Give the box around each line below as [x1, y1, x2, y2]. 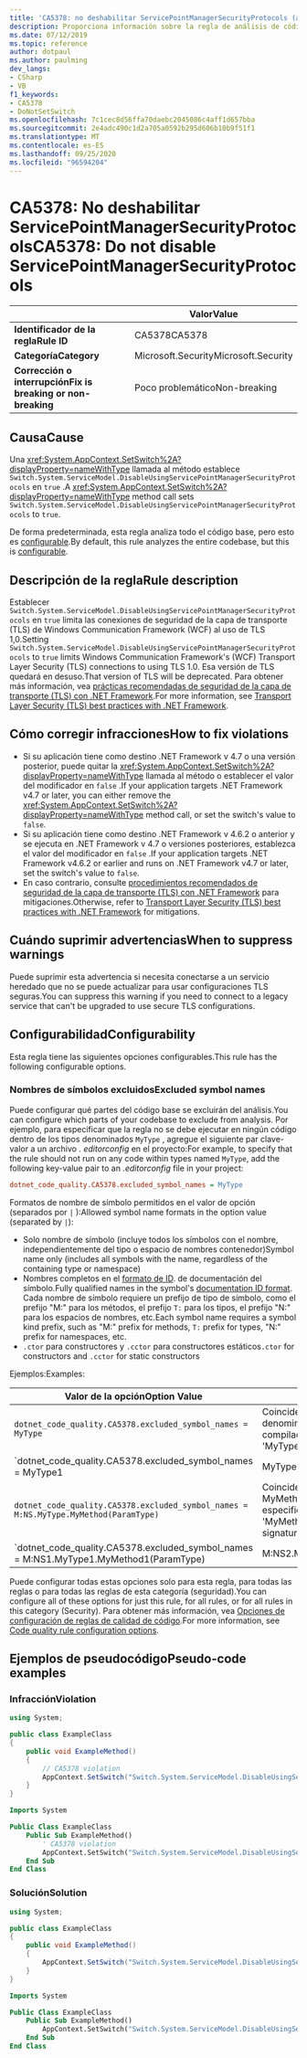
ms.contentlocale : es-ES [9, 141, 104, 150]
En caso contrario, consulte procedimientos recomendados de [22, 876, 259, 887]
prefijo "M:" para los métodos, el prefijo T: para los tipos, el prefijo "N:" [22, 1301, 291, 1312]
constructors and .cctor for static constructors [22, 1350, 200, 1362]
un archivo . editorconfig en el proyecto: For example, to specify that [37, 1143, 292, 1154]
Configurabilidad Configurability [9, 1027, 196, 1043]
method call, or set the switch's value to [145, 809, 296, 820]
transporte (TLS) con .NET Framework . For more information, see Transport [9, 691, 291, 702]
